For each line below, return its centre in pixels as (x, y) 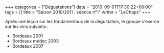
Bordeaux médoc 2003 (35, 41)
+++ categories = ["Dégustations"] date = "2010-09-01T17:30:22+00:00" (79, 7)
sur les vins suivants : (27, 26)
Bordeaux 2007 (28, 46)
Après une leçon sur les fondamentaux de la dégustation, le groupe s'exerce (82, 21)
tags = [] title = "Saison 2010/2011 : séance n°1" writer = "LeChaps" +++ (78, 12)
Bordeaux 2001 (27, 36)
